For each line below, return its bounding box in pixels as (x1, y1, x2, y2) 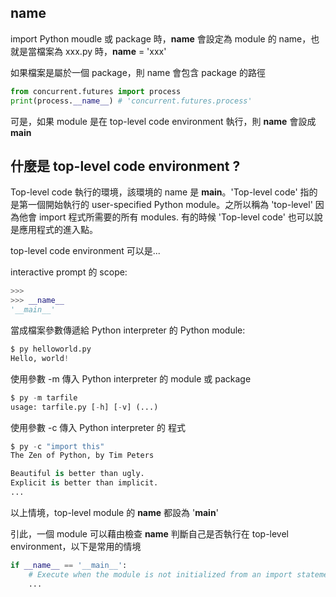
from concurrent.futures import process (10, 86, 182, 96)
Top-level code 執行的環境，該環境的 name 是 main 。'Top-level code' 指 (10, 186, 310, 198)
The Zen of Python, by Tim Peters (10, 451, 155, 461)
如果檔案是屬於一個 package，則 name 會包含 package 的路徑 (10, 66, 266, 78)
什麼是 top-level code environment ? (10, 157, 241, 175)
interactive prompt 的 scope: (10, 266, 128, 278)
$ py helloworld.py (10, 344, 92, 354)
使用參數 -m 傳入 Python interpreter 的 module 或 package (10, 372, 252, 385)
